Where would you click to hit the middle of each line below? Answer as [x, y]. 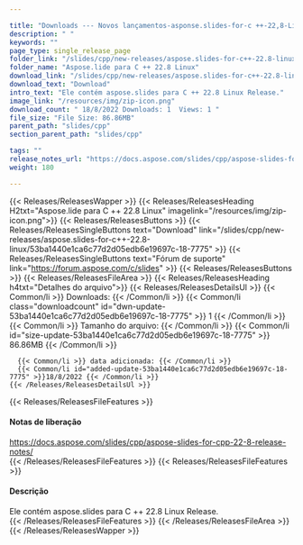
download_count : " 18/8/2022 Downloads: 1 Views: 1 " [115, 109]
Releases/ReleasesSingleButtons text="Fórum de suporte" [118, 259]
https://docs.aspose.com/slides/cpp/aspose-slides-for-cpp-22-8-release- [148, 441]
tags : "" [26, 151]
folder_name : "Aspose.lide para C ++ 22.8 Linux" [105, 68]
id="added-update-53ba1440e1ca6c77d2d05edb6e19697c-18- [181, 369]
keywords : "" [34, 42]
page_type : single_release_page [70, 50]
